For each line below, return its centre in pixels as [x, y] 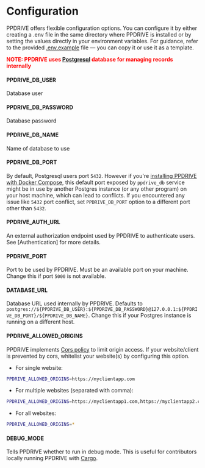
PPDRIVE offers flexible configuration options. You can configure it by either [102, 28]
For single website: [39, 367]
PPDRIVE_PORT [27, 256]
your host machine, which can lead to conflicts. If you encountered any [95, 195]
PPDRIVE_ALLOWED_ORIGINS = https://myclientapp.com [71, 379]
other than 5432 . [27, 208]
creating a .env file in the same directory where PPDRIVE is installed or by [99, 34]
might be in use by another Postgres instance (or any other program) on [97, 189]
